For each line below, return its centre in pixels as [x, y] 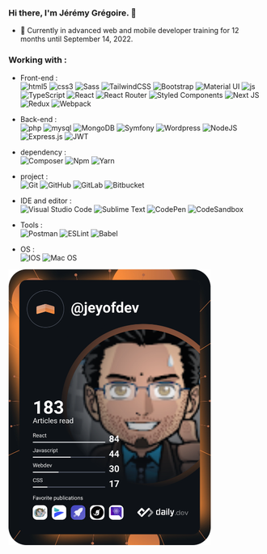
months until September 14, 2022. [76, 39]
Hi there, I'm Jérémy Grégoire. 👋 [72, 13]
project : [34, 176]
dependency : [43, 152]
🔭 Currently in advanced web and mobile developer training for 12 [129, 31]
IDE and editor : [46, 201]
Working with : [38, 60]
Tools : [31, 225]
